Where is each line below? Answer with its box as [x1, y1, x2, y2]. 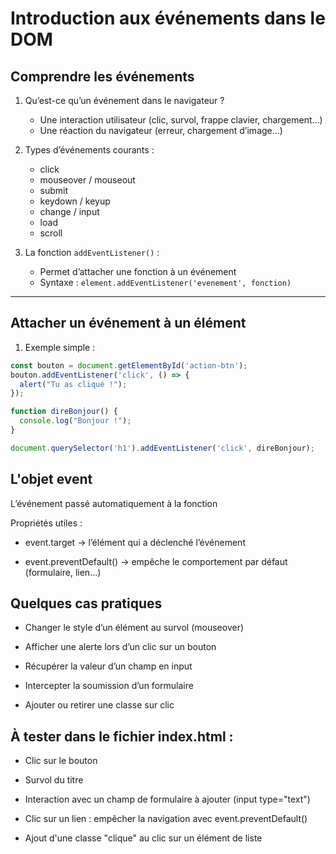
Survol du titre [24, 774, 84, 786]
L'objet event [10, 471, 93, 488]
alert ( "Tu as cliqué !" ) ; [19, 379, 128, 389]
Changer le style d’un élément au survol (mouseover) [24, 622, 245, 634]
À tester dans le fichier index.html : [10, 728, 234, 745]
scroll [39, 227, 63, 239]
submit [39, 185, 69, 196]
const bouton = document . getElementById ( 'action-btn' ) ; [10, 360, 248, 371]
